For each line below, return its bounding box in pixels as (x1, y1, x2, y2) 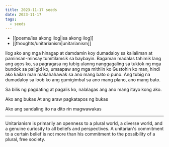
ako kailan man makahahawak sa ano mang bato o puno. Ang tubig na (5, 71, 150, 78)
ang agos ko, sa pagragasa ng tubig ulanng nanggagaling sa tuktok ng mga (5, 61, 161, 67)
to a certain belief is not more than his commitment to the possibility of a (5, 131, 155, 137)
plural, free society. (5, 136, 45, 142)
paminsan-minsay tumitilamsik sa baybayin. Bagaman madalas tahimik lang (5, 56, 161, 62)
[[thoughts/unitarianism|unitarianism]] (12, 41, 92, 47)
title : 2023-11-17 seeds (5, 7, 57, 13)
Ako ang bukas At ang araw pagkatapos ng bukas (5, 96, 108, 102)
